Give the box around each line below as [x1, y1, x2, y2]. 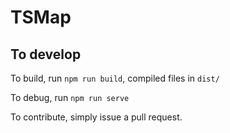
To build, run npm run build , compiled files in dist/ [10, 72, 220, 84]
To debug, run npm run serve [10, 92, 130, 103]
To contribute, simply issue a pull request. [10, 111, 183, 123]
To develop [10, 46, 82, 63]
